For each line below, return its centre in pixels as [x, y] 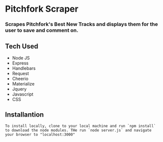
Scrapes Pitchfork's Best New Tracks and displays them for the [81, 24]
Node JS [21, 58]
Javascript [23, 94]
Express [20, 63]
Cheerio [20, 79]
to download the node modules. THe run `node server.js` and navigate [78, 130]
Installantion [24, 115]
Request [20, 73]
